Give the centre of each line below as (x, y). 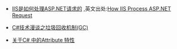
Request (22, 15)
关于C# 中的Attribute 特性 (43, 40)
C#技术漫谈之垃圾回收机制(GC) (50, 27)
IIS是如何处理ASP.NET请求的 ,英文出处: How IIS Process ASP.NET (91, 9)
